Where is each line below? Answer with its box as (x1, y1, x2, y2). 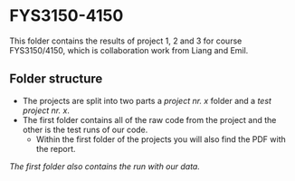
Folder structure (9, 71, 103, 87)
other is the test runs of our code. (22, 124, 148, 135)
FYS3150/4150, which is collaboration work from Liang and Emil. (9, 44, 249, 55)
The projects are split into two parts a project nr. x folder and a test (22, 95, 271, 106)
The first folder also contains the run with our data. (9, 160, 201, 172)
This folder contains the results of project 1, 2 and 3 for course (9, 35, 243, 46)
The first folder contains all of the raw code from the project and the (22, 114, 277, 125)
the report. (35, 143, 76, 154)
